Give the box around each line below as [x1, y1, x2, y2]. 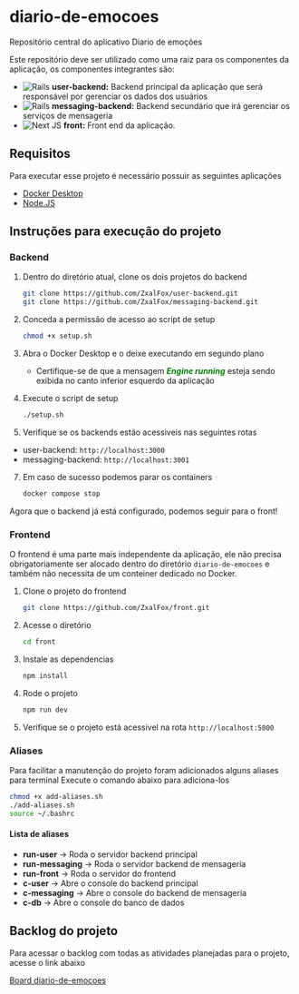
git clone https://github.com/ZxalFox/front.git [22, 604, 210, 613]
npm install [22, 671, 68, 680]
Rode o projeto [22, 687, 79, 698]
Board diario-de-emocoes [9, 974, 107, 986]
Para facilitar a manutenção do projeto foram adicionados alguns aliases [9, 764, 279, 775]
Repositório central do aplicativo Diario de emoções [9, 36, 203, 47]
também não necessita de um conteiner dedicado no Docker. [9, 568, 237, 579]
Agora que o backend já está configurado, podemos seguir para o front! [9, 506, 278, 517]
